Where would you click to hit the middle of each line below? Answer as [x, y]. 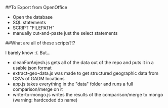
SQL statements [29, 22]
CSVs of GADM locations [38, 78]
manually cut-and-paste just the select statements [65, 33]
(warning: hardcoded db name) [45, 100]
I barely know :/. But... [28, 53]
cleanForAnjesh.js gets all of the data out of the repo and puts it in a [83, 62]
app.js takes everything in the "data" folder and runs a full [73, 84]
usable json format [32, 68]
